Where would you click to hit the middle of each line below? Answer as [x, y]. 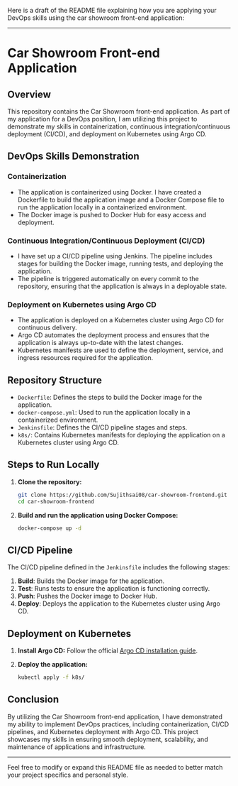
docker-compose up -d [49, 528]
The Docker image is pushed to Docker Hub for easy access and [112, 214]
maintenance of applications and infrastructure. [77, 747]
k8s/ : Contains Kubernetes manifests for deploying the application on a [121, 435]
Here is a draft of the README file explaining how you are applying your [112, 10]
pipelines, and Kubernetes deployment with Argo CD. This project [103, 731]
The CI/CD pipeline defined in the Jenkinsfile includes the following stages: [119, 567]
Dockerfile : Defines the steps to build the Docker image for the [110, 398]
